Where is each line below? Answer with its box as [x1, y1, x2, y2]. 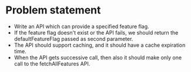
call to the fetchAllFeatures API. [14, 60, 91, 67]
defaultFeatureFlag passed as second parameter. [14, 35, 133, 42]
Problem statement [5, 4, 101, 17]
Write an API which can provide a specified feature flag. [14, 23, 149, 30]
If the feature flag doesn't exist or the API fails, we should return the [14, 29, 179, 36]
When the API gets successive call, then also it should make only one [14, 54, 182, 61]
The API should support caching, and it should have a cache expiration [14, 42, 186, 49]
